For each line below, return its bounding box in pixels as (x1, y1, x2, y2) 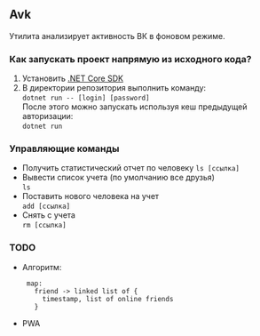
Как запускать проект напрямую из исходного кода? (9, 52, 252, 65)
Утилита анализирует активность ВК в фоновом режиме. (9, 30, 226, 41)
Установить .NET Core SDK (21, 73, 124, 84)
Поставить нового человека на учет (21, 191, 160, 202)
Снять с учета (21, 210, 75, 220)
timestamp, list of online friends (42, 294, 174, 303)
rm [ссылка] (21, 221, 67, 230)
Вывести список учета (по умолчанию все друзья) (21, 172, 216, 183)
